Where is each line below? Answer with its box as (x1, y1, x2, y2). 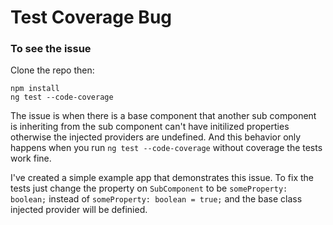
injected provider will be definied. (10, 204, 148, 216)
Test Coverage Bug (10, 6, 173, 29)
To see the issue (10, 42, 92, 56)
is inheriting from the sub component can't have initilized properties (10, 121, 290, 133)
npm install (10, 84, 60, 94)
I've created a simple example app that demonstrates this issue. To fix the (10, 172, 315, 184)
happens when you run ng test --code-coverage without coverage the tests (10, 142, 323, 154)
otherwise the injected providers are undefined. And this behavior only (10, 131, 302, 143)
